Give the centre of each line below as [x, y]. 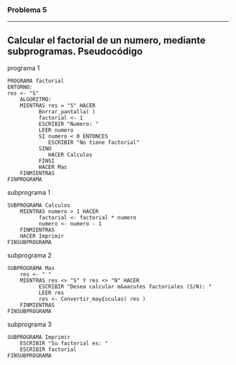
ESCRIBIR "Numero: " [68, 124]
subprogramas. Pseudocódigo [75, 51]
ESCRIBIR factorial [48, 350]
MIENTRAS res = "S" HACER [58, 106]
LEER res [51, 293]
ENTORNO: [20, 87]
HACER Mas [53, 167]
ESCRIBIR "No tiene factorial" [94, 143]
